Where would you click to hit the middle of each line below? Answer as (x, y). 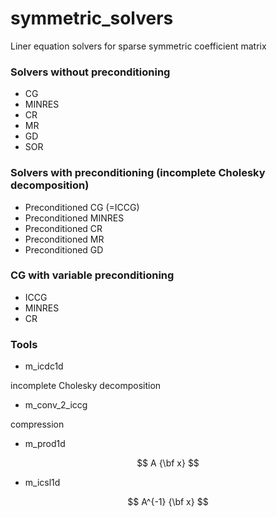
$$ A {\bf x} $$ (168, 463)
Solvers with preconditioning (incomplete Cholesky (138, 173)
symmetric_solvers (92, 18)
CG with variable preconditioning (92, 275)
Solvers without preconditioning (90, 72)
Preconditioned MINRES (74, 218)
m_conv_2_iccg (56, 405)
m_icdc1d (44, 366)
